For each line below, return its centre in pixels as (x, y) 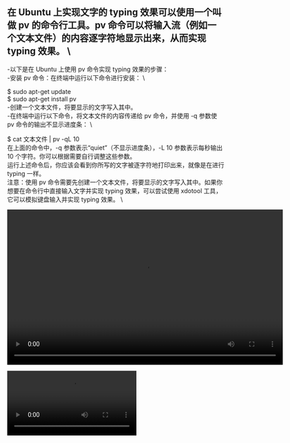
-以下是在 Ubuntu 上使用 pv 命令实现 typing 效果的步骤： (88, 69)
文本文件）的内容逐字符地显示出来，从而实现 (111, 38)
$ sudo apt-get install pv (42, 99)
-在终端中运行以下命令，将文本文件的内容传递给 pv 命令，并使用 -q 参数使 (112, 115)
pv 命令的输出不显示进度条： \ (50, 124)
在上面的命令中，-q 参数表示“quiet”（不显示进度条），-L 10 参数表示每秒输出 (115, 148)
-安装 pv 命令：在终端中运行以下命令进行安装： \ (76, 77)
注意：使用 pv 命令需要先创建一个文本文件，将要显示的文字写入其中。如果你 (115, 182)
